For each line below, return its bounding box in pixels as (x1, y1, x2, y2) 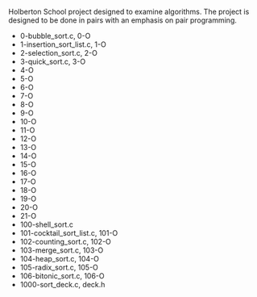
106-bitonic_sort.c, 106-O (19, 271, 105, 281)
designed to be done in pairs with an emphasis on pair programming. (8, 15, 238, 25)
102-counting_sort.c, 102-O (19, 237, 111, 246)
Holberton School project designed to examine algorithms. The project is (8, 7, 250, 16)
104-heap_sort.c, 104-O (19, 254, 99, 263)
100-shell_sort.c (19, 220, 74, 229)
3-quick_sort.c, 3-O (19, 56, 86, 66)
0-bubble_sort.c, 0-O (19, 31, 91, 40)
